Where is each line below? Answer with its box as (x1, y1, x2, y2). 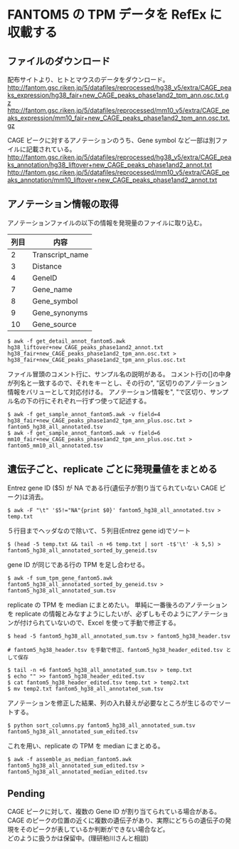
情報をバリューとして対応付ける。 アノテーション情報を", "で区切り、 (7, 387, 211, 396)
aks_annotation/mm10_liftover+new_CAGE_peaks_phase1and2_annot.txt (7, 176, 218, 184)
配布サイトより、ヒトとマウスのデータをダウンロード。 (7, 76, 169, 84)
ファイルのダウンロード (7, 55, 110, 67)
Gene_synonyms (32, 308, 88, 318)
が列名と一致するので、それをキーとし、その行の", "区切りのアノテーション (7, 378, 228, 387)
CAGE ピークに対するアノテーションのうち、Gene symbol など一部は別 (7, 136, 216, 144)
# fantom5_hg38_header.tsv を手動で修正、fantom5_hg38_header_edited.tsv (7, 646, 223, 653)
